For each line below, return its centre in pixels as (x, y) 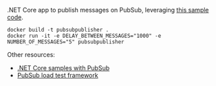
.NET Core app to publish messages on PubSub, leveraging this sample (108, 10)
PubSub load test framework (57, 75)
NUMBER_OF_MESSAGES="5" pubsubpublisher (66, 42)
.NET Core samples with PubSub (63, 68)
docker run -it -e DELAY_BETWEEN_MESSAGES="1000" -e (84, 36)
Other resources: (31, 55)
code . (15, 17)
